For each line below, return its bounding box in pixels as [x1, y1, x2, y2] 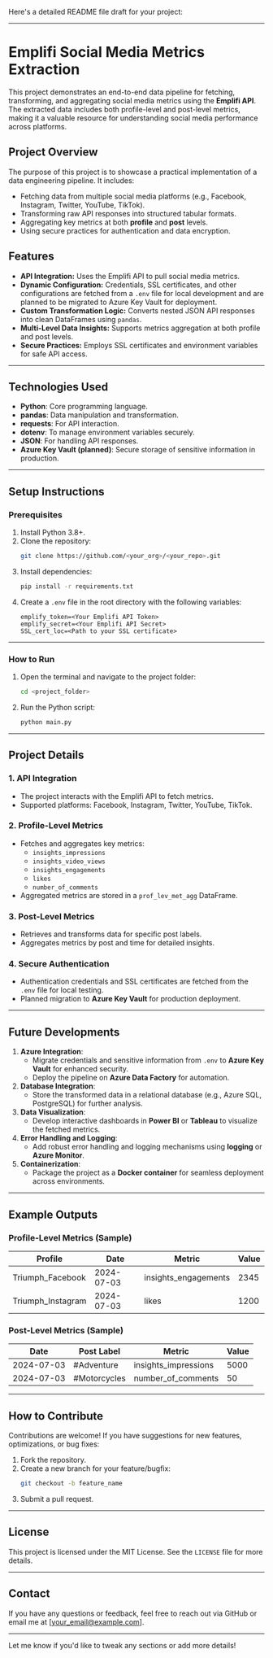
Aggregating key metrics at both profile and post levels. [19, 217, 209, 227]
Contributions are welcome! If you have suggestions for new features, [8, 1431, 242, 1441]
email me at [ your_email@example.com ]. [8, 1617, 145, 1626]
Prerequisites [8, 508, 63, 520]
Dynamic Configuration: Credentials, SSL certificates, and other [19, 280, 237, 290]
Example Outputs [8, 1207, 98, 1221]
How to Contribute [8, 1409, 104, 1423]
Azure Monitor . [32, 1150, 85, 1160]
